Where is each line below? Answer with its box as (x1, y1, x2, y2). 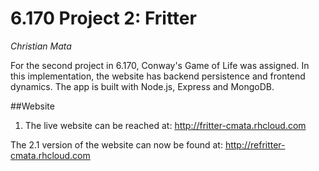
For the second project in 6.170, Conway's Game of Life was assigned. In (10, 59, 310, 71)
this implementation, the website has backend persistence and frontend (10, 70, 306, 82)
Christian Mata (10, 40, 72, 52)
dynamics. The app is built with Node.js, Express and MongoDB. (10, 80, 275, 92)
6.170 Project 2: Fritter (10, 7, 197, 30)
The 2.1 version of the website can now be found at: (10, 138, 223, 151)
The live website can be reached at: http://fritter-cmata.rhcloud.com (24, 119, 307, 131)
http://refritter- (224, 138, 286, 151)
